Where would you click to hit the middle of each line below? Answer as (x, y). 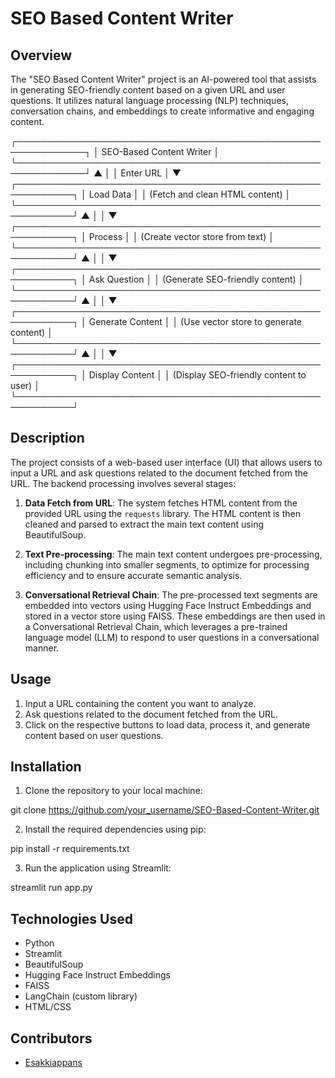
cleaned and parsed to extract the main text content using (144, 524)
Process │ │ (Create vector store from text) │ (181, 236)
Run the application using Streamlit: (98, 868)
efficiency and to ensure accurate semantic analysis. (133, 575)
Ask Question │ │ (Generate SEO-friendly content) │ (196, 279)
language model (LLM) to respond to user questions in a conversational (172, 637)
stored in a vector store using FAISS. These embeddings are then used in (175, 616)
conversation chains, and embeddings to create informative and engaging (162, 111)
